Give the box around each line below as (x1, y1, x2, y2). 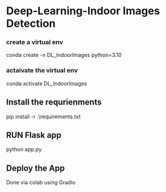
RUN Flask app (6, 130, 61, 140)
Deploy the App (6, 163, 65, 173)
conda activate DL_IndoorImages (6, 80, 87, 87)
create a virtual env (6, 38, 64, 46)
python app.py (6, 146, 42, 153)
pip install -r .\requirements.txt (6, 113, 81, 120)
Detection (6, 17, 56, 30)
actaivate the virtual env (6, 67, 79, 75)
